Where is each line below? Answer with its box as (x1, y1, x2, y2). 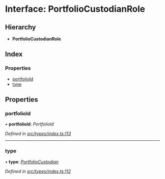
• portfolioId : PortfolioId (5, 121, 54, 127)
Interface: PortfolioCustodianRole (5, 3, 145, 15)
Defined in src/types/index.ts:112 (5, 168, 71, 174)
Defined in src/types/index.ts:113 (5, 131, 71, 137)
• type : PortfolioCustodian (5, 158, 59, 165)
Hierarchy (5, 23, 36, 31)
